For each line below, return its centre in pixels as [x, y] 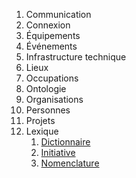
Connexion [48, 25]
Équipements [53, 35]
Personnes [48, 110]
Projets [40, 120]
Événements [51, 46]
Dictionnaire [65, 142]
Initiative [58, 152]
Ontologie [46, 88]
